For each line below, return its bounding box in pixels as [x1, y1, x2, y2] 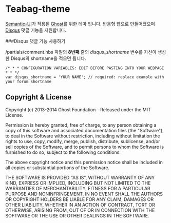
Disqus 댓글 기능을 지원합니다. [5, 27, 67, 33]
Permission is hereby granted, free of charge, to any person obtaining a [5, 121, 157, 128]
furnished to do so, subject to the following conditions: [5, 149, 121, 155]
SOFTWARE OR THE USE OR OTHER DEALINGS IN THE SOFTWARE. [5, 212, 149, 218]
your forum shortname [5, 79, 52, 84]
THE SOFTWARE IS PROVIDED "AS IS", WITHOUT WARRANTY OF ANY [5, 174, 155, 180]
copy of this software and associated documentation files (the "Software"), [5, 127, 164, 133]
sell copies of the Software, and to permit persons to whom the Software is [5, 144, 164, 150]
